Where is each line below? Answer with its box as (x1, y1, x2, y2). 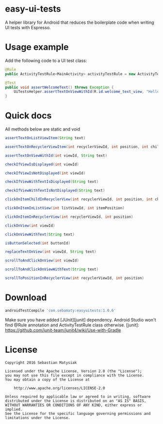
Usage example (5, 42, 69, 53)
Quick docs (5, 110, 52, 121)
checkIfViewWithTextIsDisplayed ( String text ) (5, 179, 98, 184)
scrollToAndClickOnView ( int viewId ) (5, 258, 79, 263)
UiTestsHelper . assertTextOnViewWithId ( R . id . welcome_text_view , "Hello (14, 89, 160, 94)
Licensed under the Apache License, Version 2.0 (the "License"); (5, 369, 142, 374)
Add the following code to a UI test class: (5, 57, 87, 64)
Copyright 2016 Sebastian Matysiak (5, 360, 77, 365)
